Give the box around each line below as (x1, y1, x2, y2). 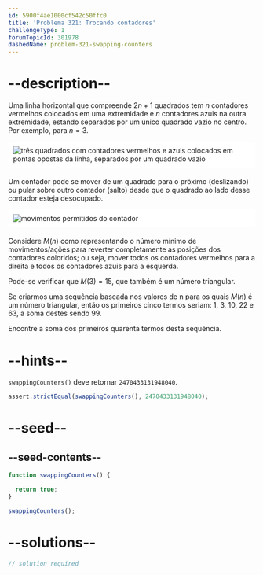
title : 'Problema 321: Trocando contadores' (8, 19, 156, 27)
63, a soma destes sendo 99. (8, 308, 102, 319)
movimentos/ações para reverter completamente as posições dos (8, 245, 221, 254)
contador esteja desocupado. (8, 194, 104, 203)
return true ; (15, 485, 58, 494)
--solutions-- (8, 533, 97, 551)
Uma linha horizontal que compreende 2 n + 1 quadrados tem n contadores (8, 101, 249, 110)
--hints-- (8, 352, 68, 370)
